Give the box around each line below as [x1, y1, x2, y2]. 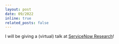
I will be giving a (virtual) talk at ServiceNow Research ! [5, 33, 114, 39]
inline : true [5, 16, 32, 21]
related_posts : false [5, 20, 49, 25]
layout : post [5, 7, 32, 12]
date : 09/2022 [5, 11, 34, 16]
